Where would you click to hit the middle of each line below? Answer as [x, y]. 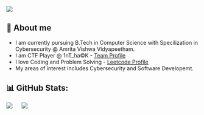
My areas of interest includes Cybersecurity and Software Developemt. [104, 68]
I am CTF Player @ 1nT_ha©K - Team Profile [70, 55]
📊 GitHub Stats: [37, 88]
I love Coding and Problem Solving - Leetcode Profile [82, 62]
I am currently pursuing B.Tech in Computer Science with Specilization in [107, 42]
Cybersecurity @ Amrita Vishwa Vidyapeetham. [75, 49]
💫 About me [29, 28]
